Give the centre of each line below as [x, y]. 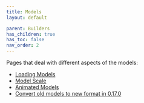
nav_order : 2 [23, 45]
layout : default [27, 18]
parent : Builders [28, 28]
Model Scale [31, 81]
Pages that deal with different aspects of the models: [72, 62]
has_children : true [31, 34]
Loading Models [35, 74]
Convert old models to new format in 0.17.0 [68, 94]
